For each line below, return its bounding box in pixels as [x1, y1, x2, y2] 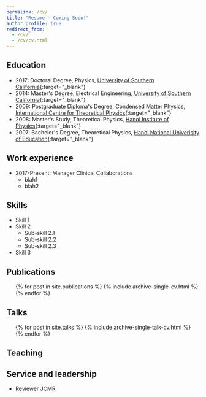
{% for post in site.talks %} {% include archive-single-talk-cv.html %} [15, 323, 191, 331]
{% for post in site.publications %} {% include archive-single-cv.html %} [15, 283, 199, 290]
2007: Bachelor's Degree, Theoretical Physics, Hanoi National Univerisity [15, 128, 200, 136]
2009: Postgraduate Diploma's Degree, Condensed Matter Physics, [15, 102, 186, 110]
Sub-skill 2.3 [24, 242, 56, 250]
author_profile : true [6, 20, 62, 26]
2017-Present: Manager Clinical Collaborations [15, 169, 133, 177]
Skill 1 [15, 216, 30, 224]
